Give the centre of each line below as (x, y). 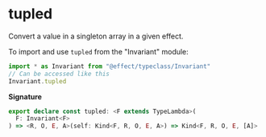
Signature (25, 96)
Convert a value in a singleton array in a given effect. (96, 36)
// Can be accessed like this (59, 74)
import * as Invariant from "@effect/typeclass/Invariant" (110, 66)
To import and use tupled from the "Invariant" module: (99, 51)
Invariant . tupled (37, 81)
